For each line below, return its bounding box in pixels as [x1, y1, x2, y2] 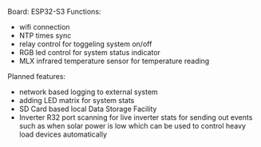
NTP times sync [18, 31, 72, 40]
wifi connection [18, 22, 70, 31]
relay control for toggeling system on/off [18, 39, 152, 49]
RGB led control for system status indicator [18, 48, 161, 57]
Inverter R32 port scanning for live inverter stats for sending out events [18, 113, 253, 122]
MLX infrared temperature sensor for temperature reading [18, 56, 210, 66]
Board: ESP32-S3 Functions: [7, 7, 101, 16]
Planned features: [7, 72, 65, 81]
